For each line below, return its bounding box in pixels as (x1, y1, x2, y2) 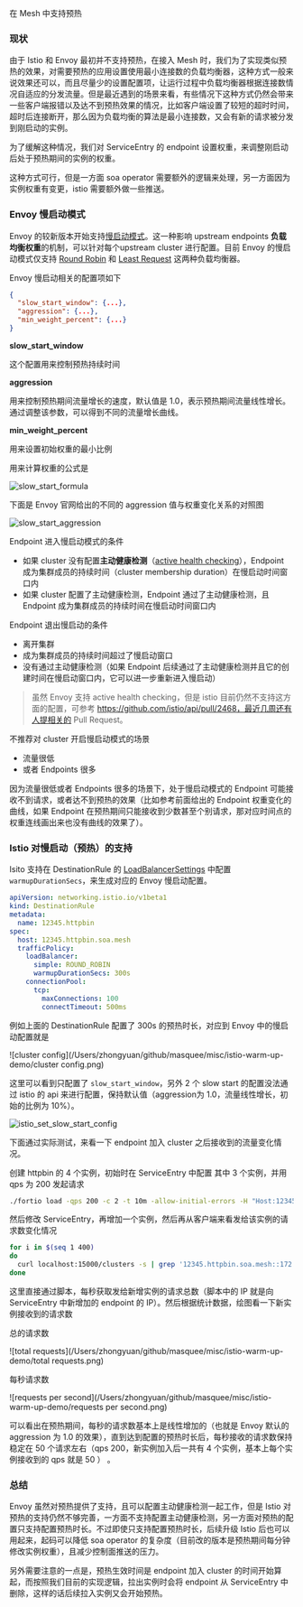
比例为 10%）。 (24, 1100, 79, 1110)
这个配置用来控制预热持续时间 (9, 358, 120, 369)
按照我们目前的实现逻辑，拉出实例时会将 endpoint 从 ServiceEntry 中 (32, 1576, 289, 1587)
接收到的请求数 (16, 1308, 73, 1319)
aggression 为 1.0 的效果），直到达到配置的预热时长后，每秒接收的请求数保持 (9, 1431, 293, 1442)
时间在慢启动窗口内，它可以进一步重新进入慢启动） (30, 672, 221, 683)
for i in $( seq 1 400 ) (9, 1243, 95, 1252)
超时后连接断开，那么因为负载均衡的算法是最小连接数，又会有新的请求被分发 (9, 111, 294, 122)
